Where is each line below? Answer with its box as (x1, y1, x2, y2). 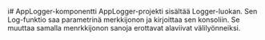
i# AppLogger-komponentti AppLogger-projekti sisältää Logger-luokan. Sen (7, 7, 258, 16)
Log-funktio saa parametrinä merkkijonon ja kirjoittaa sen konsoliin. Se (7, 15, 240, 24)
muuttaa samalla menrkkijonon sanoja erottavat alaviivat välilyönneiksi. (7, 24, 241, 32)
